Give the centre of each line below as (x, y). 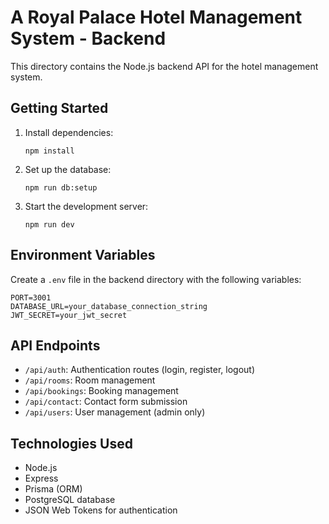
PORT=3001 (31, 297)
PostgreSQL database (70, 500)
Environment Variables (83, 255)
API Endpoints (55, 345)
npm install (49, 151)
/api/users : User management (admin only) (115, 412)
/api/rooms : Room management (90, 380)
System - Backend (88, 38)
